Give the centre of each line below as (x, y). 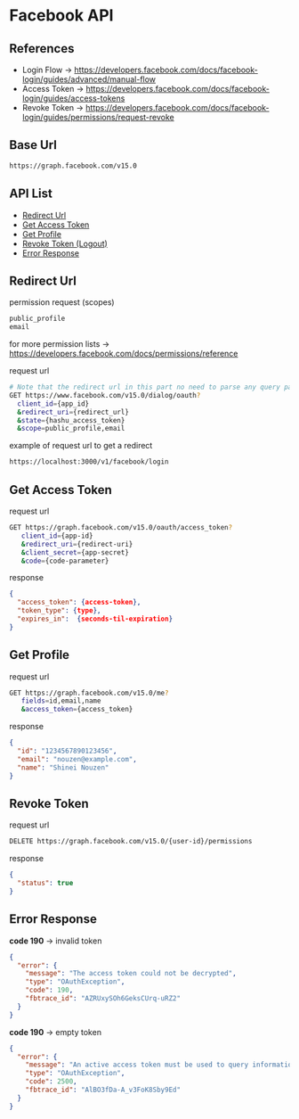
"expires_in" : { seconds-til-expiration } (95, 619)
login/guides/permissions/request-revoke (98, 117)
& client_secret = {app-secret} (75, 552)
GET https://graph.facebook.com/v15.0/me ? (89, 693)
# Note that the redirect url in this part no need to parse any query (145, 387)
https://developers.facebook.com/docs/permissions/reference (124, 354)
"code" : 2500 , (51, 1082)
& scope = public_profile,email (71, 429)
